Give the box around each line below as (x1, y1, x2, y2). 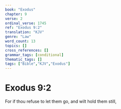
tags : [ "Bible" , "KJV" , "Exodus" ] (5, 61, 70, 66)
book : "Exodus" (5, 7, 36, 12)
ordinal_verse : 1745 (5, 20, 47, 26)
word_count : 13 (5, 39, 36, 44)
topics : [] (5, 43, 27, 48)
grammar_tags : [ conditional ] (5, 52, 64, 57)
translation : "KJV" (5, 30, 45, 35)
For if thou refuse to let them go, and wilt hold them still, (5, 98, 117, 105)
